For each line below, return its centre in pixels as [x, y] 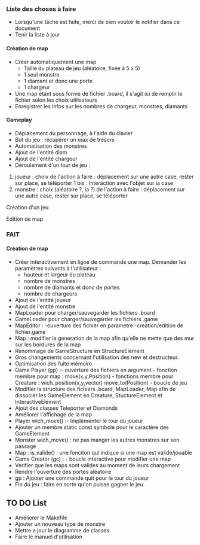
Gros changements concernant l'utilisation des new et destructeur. [97, 357]
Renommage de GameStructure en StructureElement [79, 351]
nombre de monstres [50, 281]
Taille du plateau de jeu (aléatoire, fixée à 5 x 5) [82, 68]
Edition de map [25, 219]
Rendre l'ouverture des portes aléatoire [63, 471]
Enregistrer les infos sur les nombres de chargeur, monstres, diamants [101, 106]
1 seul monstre [41, 74]
